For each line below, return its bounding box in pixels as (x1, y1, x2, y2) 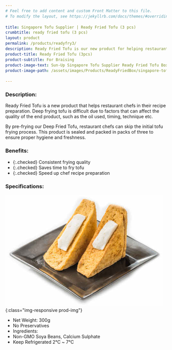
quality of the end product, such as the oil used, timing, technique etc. (5, 114, 154, 120)
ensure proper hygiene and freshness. (5, 134, 86, 141)
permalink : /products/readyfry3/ (5, 41, 77, 46)
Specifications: (5, 182, 45, 190)
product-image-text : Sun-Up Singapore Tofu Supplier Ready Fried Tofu (5, 62, 159, 68)
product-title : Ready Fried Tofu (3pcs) (5, 51, 93, 57)
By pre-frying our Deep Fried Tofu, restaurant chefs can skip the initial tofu (5, 123, 163, 130)
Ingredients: (12, 328, 38, 334)
